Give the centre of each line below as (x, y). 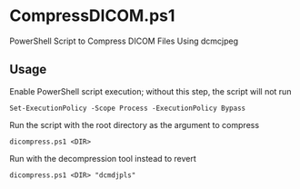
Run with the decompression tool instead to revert (103, 158)
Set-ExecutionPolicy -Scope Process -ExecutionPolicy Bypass (128, 108)
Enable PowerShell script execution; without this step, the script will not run (150, 91)
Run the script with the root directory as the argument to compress (135, 124)
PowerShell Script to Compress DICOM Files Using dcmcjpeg (124, 41)
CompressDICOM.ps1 (92, 16)
